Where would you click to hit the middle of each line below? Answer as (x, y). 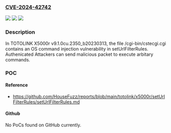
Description (20, 32)
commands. (18, 59)
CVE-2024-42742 (28, 7)
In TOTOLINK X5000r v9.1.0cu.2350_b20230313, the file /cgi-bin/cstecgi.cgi (86, 43)
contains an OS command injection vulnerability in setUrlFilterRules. (77, 49)
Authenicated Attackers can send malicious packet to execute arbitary (79, 54)
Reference (17, 85)
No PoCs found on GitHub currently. (43, 125)
